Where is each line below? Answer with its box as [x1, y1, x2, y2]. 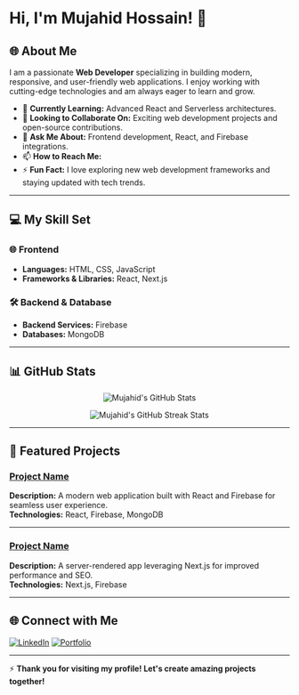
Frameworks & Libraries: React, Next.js [21, 273, 168, 284]
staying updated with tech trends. [21, 177, 146, 188]
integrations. [21, 141, 69, 151]
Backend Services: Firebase [21, 319, 128, 330]
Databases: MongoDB [21, 328, 105, 339]
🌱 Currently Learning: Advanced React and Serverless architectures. [21, 103, 277, 114]
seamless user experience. [9, 500, 109, 511]
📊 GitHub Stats [9, 364, 96, 379]
